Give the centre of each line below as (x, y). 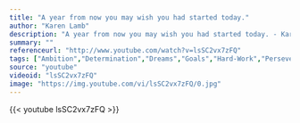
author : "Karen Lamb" (50, 26)
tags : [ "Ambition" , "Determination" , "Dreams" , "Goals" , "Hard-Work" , (135, 59)
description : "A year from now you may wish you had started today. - (143, 34)
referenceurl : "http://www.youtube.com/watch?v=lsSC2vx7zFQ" (125, 51)
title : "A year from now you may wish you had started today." (129, 17)
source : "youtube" (43, 68)
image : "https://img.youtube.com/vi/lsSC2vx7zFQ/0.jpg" (115, 84)
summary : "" (31, 42)
